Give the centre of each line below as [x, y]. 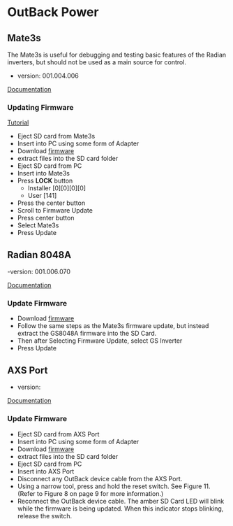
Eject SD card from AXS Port [58, 434]
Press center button [46, 218]
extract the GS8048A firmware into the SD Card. [87, 334]
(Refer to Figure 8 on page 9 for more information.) [90, 493]
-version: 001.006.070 [39, 272]
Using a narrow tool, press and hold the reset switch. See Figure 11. [114, 486]
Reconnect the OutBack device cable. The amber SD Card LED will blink [121, 501]
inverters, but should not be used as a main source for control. [97, 62]
